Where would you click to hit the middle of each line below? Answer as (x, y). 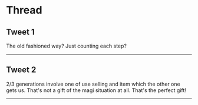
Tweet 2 (21, 70)
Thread (24, 10)
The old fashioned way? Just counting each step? (66, 46)
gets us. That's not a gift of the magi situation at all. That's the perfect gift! (96, 90)
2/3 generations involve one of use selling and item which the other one (93, 84)
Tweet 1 (21, 32)
